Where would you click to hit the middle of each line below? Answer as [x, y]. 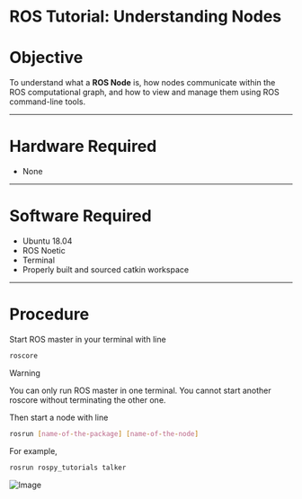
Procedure [49, 314]
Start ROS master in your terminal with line [88, 339]
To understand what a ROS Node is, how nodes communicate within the [142, 83]
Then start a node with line [59, 417]
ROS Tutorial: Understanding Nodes [146, 17]
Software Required [80, 216]
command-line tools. [48, 102]
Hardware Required [83, 147]
